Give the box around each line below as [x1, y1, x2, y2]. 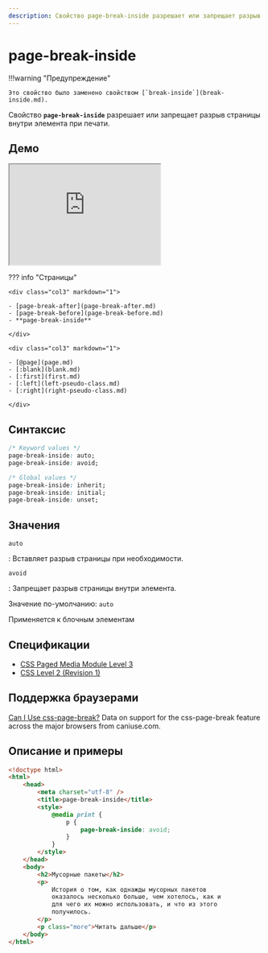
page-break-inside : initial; [8, 489, 106, 497]
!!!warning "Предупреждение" [8, 73, 111, 83]
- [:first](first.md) [8, 373, 81, 381]
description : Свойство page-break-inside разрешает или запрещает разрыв [8, 11, 262, 20]
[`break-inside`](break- [141, 89, 225, 97]
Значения [8, 518, 60, 532]
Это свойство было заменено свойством [8, 89, 138, 97]
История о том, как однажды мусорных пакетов [51, 885, 207, 893]
